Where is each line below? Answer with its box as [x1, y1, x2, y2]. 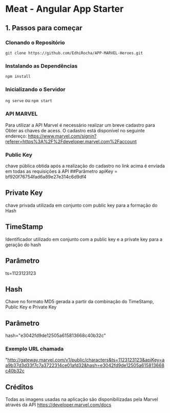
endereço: [5, 133, 27, 139]
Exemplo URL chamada [5, 345, 64, 352]
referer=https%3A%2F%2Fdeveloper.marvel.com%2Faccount [5, 138, 137, 144]
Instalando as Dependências [5, 62, 78, 69]
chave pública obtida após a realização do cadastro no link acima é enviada [5, 163, 165, 169]
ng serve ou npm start [5, 97, 53, 104]
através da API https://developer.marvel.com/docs [5, 402, 112, 408]
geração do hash [5, 242, 41, 248]
